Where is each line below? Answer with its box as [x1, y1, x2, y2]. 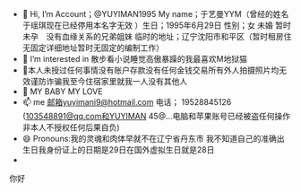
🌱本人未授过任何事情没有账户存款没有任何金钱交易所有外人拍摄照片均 [21, 65, 279, 75]
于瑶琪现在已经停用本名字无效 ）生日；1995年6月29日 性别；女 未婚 [21, 20, 273, 31]
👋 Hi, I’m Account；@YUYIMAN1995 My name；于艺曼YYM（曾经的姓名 [21, 9, 289, 19]
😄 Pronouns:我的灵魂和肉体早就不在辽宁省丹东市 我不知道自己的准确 [21, 134, 278, 144]
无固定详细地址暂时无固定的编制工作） [21, 42, 164, 53]
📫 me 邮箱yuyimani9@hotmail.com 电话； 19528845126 [21, 97, 232, 107]
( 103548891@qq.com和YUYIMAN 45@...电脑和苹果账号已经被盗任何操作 [21, 111, 291, 121]
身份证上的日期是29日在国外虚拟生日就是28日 [46, 144, 215, 155]
